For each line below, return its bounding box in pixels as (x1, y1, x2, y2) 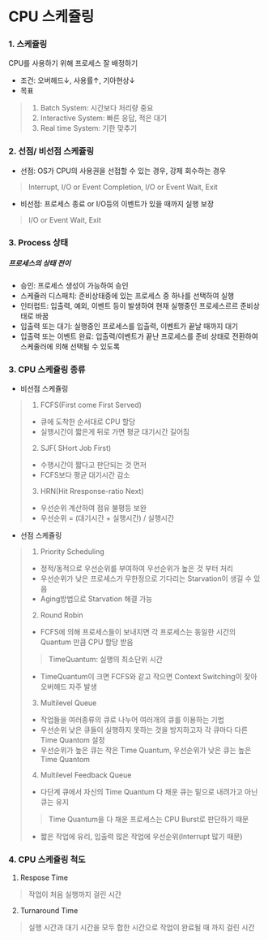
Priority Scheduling (40, 546, 105, 557)
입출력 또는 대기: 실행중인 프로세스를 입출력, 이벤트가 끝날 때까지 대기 (19, 321, 239, 331)
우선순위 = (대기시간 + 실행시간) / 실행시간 (40, 513, 175, 522)
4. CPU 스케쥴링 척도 (8, 854, 87, 865)
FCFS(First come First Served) (40, 400, 142, 409)
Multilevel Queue (40, 698, 97, 708)
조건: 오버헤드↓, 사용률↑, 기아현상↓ (19, 76, 136, 85)
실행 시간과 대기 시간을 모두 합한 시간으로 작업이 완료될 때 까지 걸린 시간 (28, 923, 255, 933)
